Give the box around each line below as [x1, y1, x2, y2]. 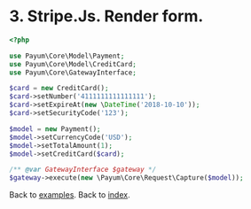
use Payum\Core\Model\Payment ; [9, 51, 125, 60]
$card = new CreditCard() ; [9, 84, 109, 93]
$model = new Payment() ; [9, 124, 101, 134]
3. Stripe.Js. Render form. [9, 6, 204, 27]
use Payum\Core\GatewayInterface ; [9, 68, 137, 77]
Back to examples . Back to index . [9, 190, 130, 200]
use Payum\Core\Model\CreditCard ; [9, 59, 137, 68]
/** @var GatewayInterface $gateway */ [9, 166, 157, 174]
